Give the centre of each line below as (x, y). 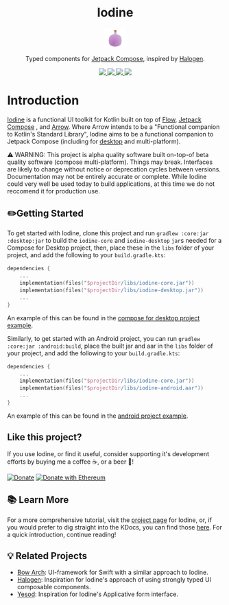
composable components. (54, 587)
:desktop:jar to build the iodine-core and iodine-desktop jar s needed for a (114, 241)
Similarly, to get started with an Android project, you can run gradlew (104, 338)
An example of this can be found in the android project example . (98, 416)
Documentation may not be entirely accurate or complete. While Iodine (107, 176)
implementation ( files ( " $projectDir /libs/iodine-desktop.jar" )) (112, 290)
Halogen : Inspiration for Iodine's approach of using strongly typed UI (114, 580)
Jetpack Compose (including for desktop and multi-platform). (94, 141)
